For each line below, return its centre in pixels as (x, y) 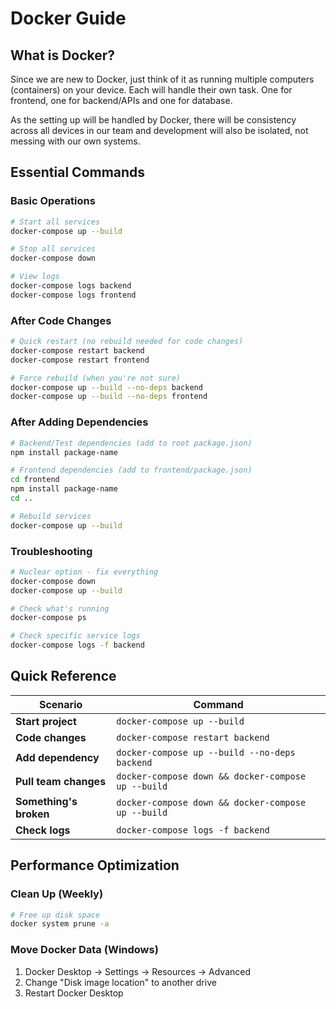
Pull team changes (61, 781)
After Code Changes (61, 320)
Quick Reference (63, 676)
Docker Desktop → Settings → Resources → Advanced (138, 971)
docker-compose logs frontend (73, 295)
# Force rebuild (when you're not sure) (96, 378)
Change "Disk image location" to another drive (120, 982)
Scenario (60, 704)
